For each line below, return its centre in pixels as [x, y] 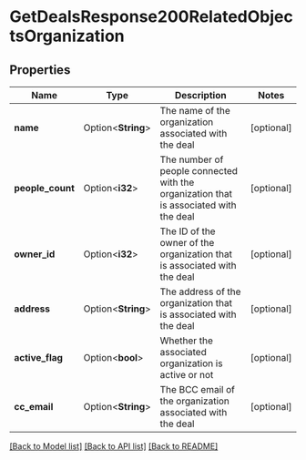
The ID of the [188, 231]
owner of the [187, 243]
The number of [192, 159]
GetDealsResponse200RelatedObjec [151, 17]
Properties [40, 70]
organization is [191, 363]
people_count [45, 188]
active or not [187, 375]
